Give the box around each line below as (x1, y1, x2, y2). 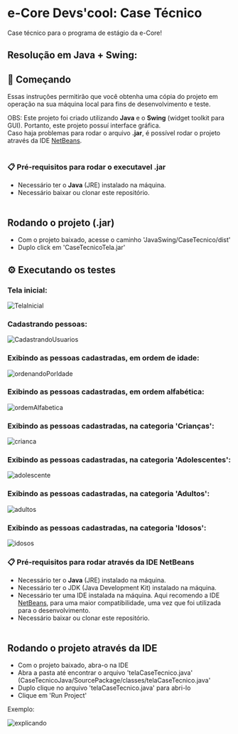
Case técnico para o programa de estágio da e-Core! (7, 28, 162, 37)
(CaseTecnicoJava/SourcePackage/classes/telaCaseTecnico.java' (17, 676, 211, 685)
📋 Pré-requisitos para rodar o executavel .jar (7, 162, 166, 172)
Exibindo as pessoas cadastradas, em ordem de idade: (7, 353, 200, 363)
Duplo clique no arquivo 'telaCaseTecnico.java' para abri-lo (17, 683, 191, 692)
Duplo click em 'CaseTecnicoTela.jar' (17, 243, 126, 252)
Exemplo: (7, 705, 35, 713)
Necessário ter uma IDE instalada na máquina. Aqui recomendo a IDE (17, 591, 220, 599)
